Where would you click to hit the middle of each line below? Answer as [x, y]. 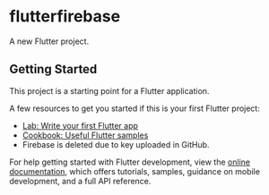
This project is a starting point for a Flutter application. [109, 90]
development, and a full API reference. [80, 181]
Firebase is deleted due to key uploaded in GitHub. [116, 144]
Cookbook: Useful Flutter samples [85, 135]
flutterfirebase [65, 17]
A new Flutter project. [49, 41]
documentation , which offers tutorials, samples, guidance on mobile [134, 171]
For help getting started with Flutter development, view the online [130, 162]
